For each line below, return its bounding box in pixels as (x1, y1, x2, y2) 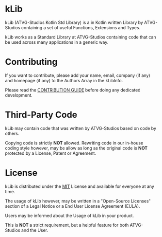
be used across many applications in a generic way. (5, 39, 109, 45)
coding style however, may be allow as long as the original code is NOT (5, 145, 148, 151)
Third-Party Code (5, 109, 78, 120)
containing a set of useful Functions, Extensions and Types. (21, 24, 141, 30)
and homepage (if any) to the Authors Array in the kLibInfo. (5, 77, 123, 83)
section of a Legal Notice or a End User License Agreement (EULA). (5, 203, 140, 209)
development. (5, 92, 32, 98)
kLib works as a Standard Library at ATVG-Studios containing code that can (5, 34, 156, 40)
